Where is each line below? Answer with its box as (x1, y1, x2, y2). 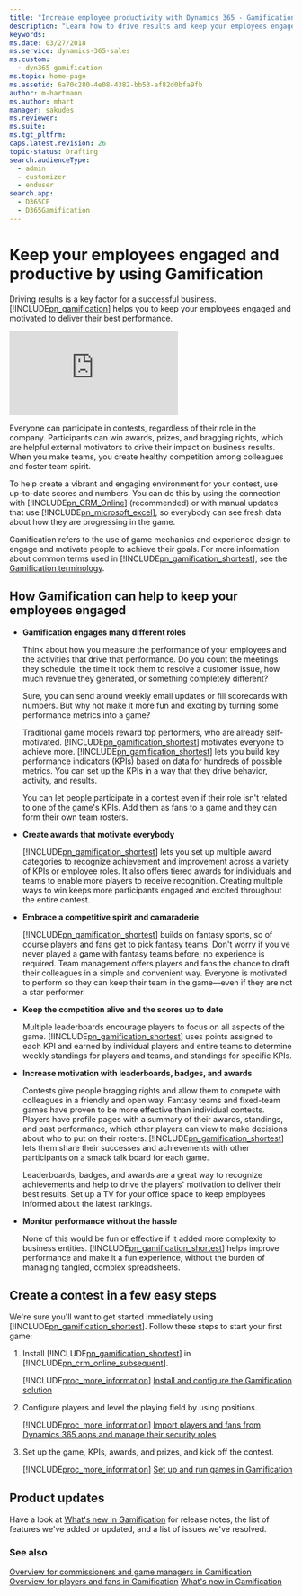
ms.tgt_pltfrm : (9, 131, 67, 140)
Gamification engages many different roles (22, 627, 187, 638)
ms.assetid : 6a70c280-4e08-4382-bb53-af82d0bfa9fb (9, 80, 203, 89)
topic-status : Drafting (9, 147, 99, 156)
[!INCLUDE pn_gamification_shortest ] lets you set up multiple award (22, 846, 271, 857)
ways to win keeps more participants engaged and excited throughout (22, 884, 282, 895)
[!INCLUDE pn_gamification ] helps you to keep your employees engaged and (9, 303, 292, 313)
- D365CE (17, 197, 50, 207)
